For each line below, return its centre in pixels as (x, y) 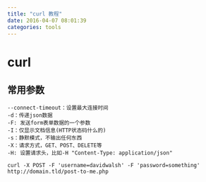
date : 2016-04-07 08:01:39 (47, 21)
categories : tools (34, 27)
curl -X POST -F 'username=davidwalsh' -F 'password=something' (104, 166)
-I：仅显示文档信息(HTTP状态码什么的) (57, 131)
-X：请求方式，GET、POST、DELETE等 (55, 146)
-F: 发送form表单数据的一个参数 (49, 123)
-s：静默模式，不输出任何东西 (45, 138)
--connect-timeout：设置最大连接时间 (58, 108)
